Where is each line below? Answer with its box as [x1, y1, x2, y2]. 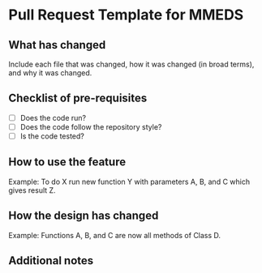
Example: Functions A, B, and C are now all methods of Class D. [8, 230, 221, 240]
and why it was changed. [8, 68, 92, 78]
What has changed [8, 38, 106, 52]
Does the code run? [19, 113, 87, 122]
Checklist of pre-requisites [8, 92, 148, 105]
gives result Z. [8, 185, 56, 195]
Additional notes [8, 254, 94, 268]
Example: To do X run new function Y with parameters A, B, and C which [8, 177, 250, 186]
